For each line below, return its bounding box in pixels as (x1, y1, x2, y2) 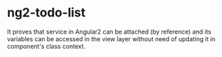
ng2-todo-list (7, 5, 86, 21)
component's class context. (7, 42, 86, 50)
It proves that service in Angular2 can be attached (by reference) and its (7, 27, 212, 36)
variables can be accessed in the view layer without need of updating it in (7, 34, 216, 43)
